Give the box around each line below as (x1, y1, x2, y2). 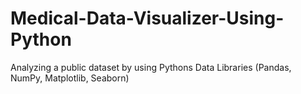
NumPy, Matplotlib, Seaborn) (10, 72, 130, 84)
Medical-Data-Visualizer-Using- (10, 7, 285, 30)
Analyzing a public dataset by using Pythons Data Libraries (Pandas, (10, 61, 292, 73)
